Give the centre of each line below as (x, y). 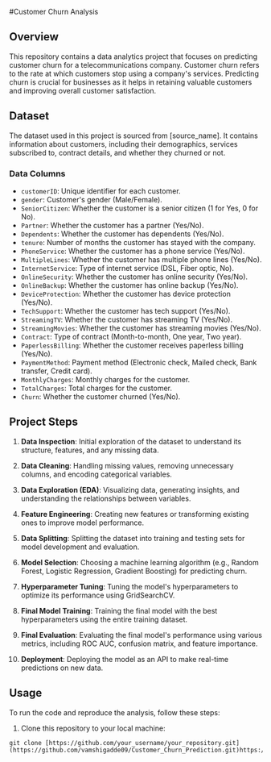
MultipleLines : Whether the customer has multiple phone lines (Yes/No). (141, 259)
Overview (34, 37)
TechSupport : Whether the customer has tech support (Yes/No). (125, 310)
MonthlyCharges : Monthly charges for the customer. (105, 379)
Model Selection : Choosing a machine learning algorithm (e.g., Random (140, 562)
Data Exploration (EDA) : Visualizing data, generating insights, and (130, 489)
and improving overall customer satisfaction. (83, 90)
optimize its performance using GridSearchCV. (98, 595)
